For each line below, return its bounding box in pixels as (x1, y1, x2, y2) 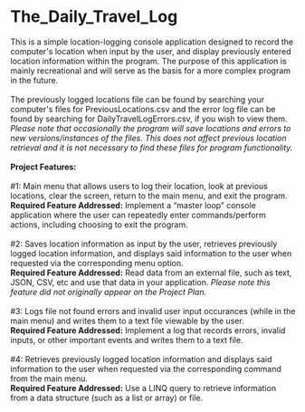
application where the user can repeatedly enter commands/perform (10, 209, 266, 220)
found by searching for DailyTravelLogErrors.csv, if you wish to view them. (10, 113, 288, 124)
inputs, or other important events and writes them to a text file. (10, 334, 243, 345)
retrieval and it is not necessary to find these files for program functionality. (10, 142, 293, 153)
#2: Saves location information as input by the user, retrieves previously (10, 238, 278, 249)
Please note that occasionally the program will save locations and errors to (10, 122, 291, 133)
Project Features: (10, 161, 77, 172)
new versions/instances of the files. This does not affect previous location (10, 132, 287, 143)
